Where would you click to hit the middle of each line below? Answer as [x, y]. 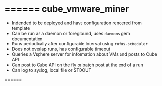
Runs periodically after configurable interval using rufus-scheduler [80, 43]
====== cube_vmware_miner [67, 9]
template [21, 28]
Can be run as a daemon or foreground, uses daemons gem [71, 33]
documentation [27, 39]
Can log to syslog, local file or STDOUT [52, 70]
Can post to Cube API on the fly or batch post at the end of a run [78, 65]
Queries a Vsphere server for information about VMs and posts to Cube [84, 54]
